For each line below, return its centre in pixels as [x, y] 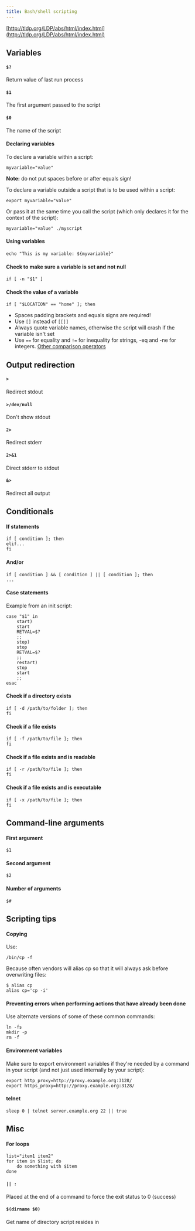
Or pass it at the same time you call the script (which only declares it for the [97, 211]
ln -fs [14, 1027]
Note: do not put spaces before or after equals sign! [69, 178]
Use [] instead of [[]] [42, 322]
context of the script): [32, 217]
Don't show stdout [28, 417]
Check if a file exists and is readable [51, 757]
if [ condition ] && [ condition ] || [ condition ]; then [80, 574]
